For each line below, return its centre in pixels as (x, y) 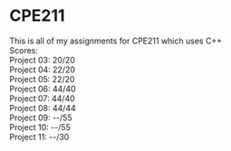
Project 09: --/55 (41, 118)
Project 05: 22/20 (42, 79)
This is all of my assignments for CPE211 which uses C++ (116, 41)
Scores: (24, 50)
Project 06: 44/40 (43, 89)
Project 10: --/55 (40, 127)
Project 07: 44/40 (42, 98)
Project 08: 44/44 (43, 108)
